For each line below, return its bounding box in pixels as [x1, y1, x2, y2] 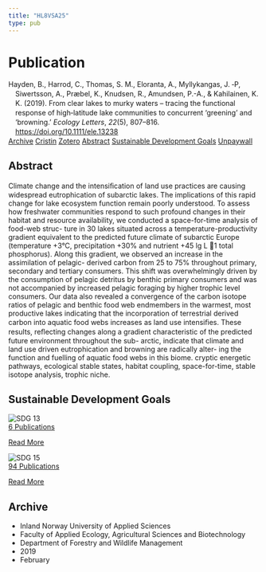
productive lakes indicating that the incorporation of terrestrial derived [8, 308, 239, 318]
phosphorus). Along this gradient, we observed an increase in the [8, 249, 223, 259]
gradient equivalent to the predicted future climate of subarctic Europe [8, 232, 241, 241]
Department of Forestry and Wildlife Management [19, 539, 183, 548]
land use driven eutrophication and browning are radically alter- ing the [8, 344, 241, 354]
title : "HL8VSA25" [8, 11, 69, 20]
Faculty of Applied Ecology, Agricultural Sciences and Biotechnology [19, 530, 246, 539]
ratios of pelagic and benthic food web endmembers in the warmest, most [8, 300, 252, 309]
